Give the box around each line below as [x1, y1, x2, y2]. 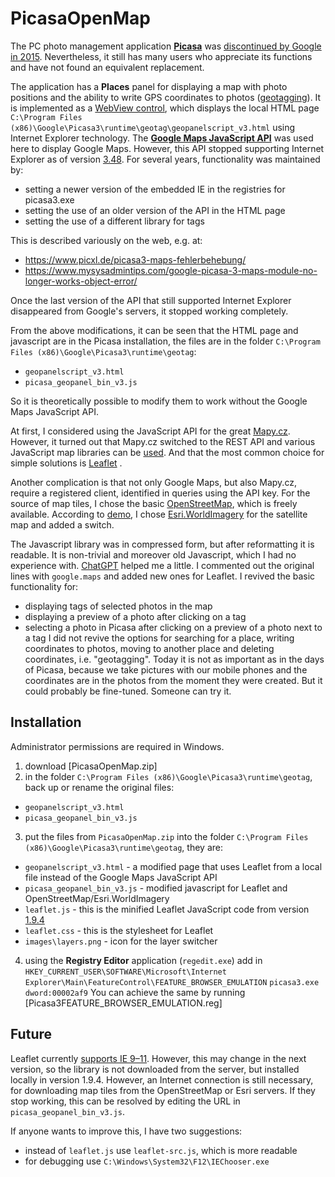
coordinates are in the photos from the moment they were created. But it [24, 674, 323, 686]
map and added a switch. [10, 518, 115, 531]
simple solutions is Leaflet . [10, 457, 123, 469]
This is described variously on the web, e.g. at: [10, 234, 203, 246]
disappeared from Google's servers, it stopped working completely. [10, 305, 289, 317]
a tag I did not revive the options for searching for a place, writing [24, 632, 295, 644]
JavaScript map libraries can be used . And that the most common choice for [10, 446, 325, 458]
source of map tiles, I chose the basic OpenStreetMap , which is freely [10, 497, 298, 509]
